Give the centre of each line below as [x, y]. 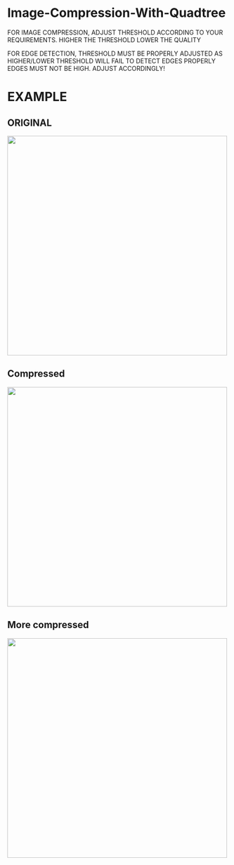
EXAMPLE [37, 97]
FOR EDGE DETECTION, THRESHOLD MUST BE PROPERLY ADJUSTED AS [115, 53]
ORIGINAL [30, 123]
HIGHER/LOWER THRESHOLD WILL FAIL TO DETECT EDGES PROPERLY [112, 60]
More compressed [48, 625]
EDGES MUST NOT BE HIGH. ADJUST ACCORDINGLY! [86, 68]
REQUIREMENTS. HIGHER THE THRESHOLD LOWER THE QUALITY [104, 39]
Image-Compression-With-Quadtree [117, 13]
